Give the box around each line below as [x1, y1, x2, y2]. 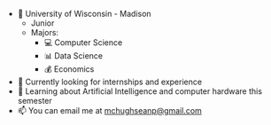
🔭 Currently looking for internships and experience [17, 76, 202, 87]
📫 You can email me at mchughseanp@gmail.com [17, 105, 202, 115]
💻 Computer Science [43, 37, 123, 48]
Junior [30, 18, 55, 28]
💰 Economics [43, 64, 95, 74]
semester [17, 96, 53, 105]
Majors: [30, 27, 59, 37]
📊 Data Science [43, 51, 104, 61]
